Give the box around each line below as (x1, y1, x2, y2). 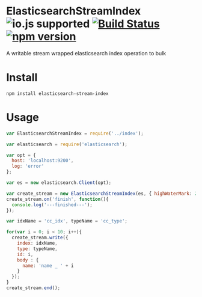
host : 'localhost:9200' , (11, 158, 74, 164)
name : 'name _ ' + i (22, 263, 74, 269)
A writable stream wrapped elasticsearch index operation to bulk (6, 49, 167, 57)
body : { (17, 257, 39, 263)
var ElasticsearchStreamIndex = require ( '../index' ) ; (6, 130, 144, 136)
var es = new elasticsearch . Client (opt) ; (6, 180, 112, 186)
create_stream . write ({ (11, 234, 69, 241)
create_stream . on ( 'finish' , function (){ (6, 196, 109, 202)
